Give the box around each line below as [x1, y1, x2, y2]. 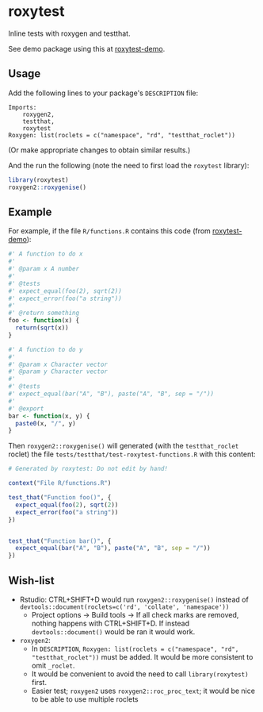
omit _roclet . [31, 661, 75, 670]
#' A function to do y [8, 345, 83, 353]
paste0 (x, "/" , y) [15, 419, 77, 427]
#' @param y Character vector [8, 368, 109, 375]
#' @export [8, 404, 44, 413]
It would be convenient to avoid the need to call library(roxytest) [31, 669, 249, 679]
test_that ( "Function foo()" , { [8, 494, 112, 502]
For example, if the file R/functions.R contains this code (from [8, 226, 212, 236]
